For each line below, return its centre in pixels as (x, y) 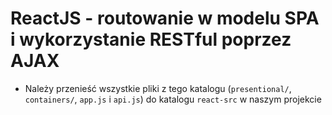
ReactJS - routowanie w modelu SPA (165, 18)
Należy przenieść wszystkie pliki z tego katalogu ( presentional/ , (158, 88)
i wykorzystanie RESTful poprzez (151, 39)
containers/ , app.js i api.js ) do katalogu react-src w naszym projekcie (173, 99)
